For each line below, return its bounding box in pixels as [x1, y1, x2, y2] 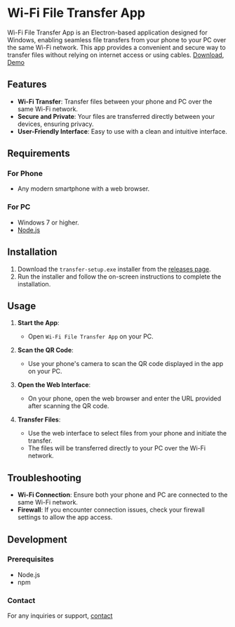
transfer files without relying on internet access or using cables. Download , [7, 51, 224, 59]
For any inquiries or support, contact [7, 612, 113, 620]
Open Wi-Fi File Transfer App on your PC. [27, 332, 154, 341]
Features [7, 79, 47, 91]
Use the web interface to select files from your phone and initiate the [27, 429, 227, 438]
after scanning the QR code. [27, 402, 109, 410]
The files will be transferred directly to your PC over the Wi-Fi [27, 444, 206, 452]
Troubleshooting [7, 471, 82, 483]
